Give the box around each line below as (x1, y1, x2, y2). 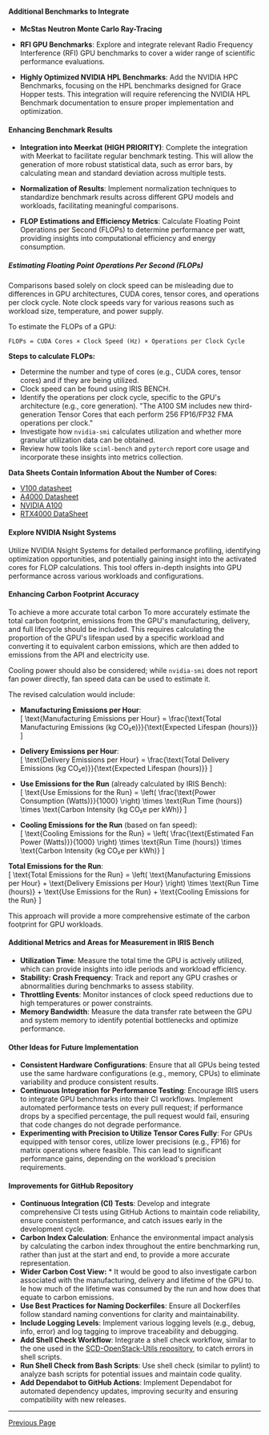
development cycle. (19, 1225, 86, 1234)
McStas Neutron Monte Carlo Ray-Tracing (19, 24, 163, 34)
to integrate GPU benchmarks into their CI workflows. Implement (19, 1095, 234, 1104)
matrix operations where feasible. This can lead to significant (19, 1145, 222, 1156)
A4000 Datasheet (19, 492, 78, 502)
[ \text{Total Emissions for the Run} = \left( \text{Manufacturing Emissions (8, 870, 251, 879)
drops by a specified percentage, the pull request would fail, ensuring (19, 1111, 250, 1121)
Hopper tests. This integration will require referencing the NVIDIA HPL (19, 89, 251, 100)
